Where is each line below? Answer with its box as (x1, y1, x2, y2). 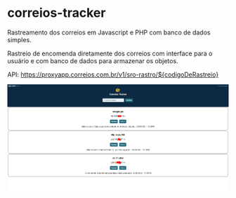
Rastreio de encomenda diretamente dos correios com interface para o (7, 49, 213, 58)
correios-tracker (7, 5, 106, 21)
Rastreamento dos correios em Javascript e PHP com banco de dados (7, 28, 211, 37)
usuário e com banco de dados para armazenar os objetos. (7, 56, 178, 65)
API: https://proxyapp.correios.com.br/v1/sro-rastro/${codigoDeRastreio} (7, 70, 219, 79)
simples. (7, 35, 32, 44)
